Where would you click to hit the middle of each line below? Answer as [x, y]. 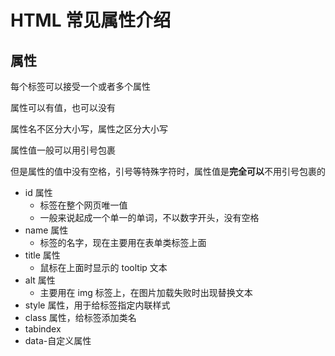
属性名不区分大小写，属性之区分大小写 [89, 129]
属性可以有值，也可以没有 [63, 107]
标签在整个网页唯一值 [83, 205]
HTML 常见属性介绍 [91, 20]
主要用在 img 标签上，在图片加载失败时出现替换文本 [146, 292]
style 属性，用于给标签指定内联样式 [97, 305]
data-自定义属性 [58, 340]
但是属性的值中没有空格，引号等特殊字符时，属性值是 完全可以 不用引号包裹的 [168, 171]
